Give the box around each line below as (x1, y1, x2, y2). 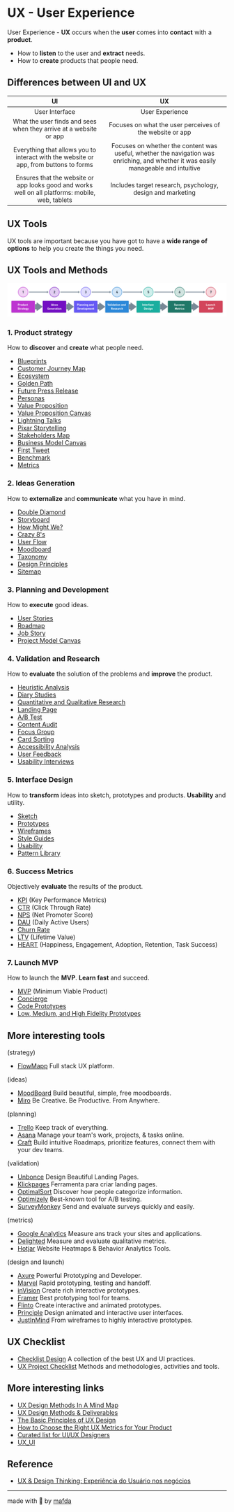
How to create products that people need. (17, 56, 139, 64)
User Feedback (17, 750, 61, 759)
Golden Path (17, 379, 54, 388)
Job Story (17, 629, 46, 637)
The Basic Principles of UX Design (17, 1416, 116, 1424)
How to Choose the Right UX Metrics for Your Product (17, 1423, 172, 1432)
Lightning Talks (17, 416, 61, 425)
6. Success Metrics (7, 866, 74, 876)
